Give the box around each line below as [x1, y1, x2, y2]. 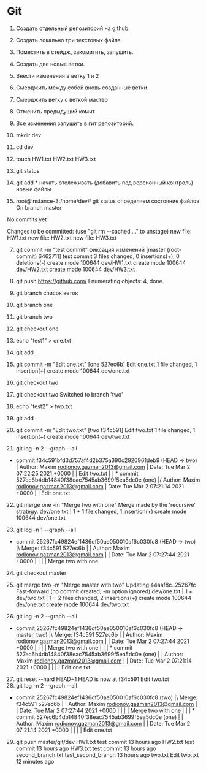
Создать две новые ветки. [15, 60, 85, 67]
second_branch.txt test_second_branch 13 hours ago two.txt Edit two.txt [15, 751, 199, 758]
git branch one [15, 301, 53, 308]
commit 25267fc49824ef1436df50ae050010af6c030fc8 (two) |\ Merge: [15, 694, 198, 701]
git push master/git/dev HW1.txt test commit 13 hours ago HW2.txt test [15, 738, 194, 745]
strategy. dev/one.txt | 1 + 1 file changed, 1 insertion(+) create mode [15, 507, 187, 515]
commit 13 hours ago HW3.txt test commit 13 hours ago [15, 745, 156, 752]
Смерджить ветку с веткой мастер [15, 96, 108, 103]
